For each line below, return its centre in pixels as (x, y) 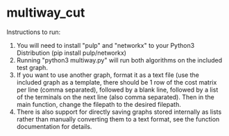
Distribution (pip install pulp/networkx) (71, 53)
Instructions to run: (34, 32)
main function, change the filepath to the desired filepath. (99, 104)
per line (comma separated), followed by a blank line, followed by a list (117, 90)
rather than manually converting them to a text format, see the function (118, 119)
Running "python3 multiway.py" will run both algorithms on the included (119, 60)
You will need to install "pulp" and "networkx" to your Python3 (105, 45)
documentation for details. (54, 126)
